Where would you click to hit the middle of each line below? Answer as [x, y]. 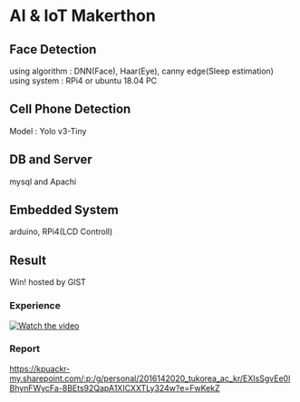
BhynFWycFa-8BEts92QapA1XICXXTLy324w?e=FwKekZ [115, 387]
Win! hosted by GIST [48, 282]
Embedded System [64, 210]
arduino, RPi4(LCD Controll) [61, 231]
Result [28, 260]
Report [25, 348]
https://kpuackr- [40, 368]
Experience [35, 306]
